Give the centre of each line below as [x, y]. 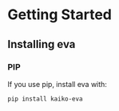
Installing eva [42, 44]
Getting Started [60, 15]
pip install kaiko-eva [45, 99]
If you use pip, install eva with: [57, 84]
